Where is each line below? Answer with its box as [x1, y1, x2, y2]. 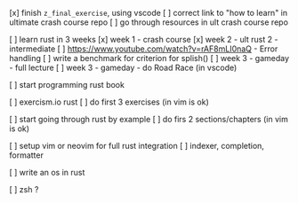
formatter [9, 150, 44, 160]
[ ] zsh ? [9, 184, 39, 194]
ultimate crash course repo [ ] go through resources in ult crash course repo [9, 17, 289, 27]
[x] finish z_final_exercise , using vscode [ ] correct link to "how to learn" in [9, 8, 288, 18]
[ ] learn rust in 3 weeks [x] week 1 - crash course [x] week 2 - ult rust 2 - [9, 35, 278, 44]
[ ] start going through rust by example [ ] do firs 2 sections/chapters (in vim [9, 114, 289, 124]
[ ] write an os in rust [9, 168, 85, 177]
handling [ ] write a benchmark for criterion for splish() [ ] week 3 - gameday [9, 53, 290, 63]
